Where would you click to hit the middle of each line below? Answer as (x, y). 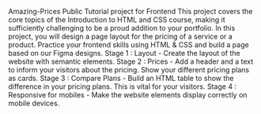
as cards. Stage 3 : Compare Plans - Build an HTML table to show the (121, 78)
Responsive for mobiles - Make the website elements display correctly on (128, 95)
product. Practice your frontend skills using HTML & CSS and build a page (129, 45)
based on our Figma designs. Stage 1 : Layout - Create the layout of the (124, 53)
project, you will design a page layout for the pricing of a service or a (121, 36)
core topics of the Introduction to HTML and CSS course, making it (117, 20)
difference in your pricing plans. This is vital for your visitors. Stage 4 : (123, 86)
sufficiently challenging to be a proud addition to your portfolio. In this (122, 28)
